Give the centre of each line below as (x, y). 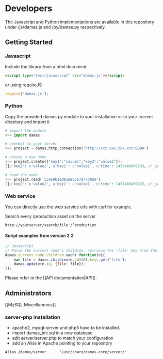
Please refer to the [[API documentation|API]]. (51, 278)
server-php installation (33, 317)
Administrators (28, 293)
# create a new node (26, 157)
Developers (29, 8)
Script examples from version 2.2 (39, 236)
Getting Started (29, 42)
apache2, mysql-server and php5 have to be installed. (66, 328)
